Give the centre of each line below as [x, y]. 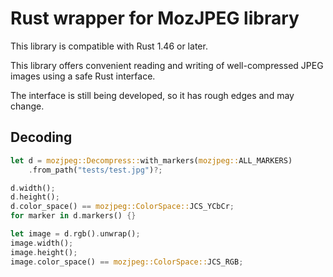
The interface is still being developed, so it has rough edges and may [152, 95]
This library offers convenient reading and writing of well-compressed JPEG [167, 65]
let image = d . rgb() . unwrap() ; [75, 234]
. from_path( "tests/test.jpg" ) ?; [95, 170]
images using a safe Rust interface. [83, 76]
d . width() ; [33, 188]
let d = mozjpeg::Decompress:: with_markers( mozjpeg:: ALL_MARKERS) [151, 160]
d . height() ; [35, 197]
